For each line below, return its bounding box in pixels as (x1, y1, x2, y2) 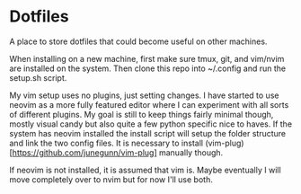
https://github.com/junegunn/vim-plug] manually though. (12, 146, 224, 158)
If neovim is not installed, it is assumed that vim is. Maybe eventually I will (9, 164, 281, 175)
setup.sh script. (9, 72, 67, 83)
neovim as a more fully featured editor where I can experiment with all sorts (9, 99, 289, 110)
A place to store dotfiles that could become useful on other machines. (9, 36, 268, 47)
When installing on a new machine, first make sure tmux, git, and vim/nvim (9, 53, 285, 64)
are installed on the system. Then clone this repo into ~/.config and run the (9, 63, 286, 74)
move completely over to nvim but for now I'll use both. (9, 173, 213, 185)
